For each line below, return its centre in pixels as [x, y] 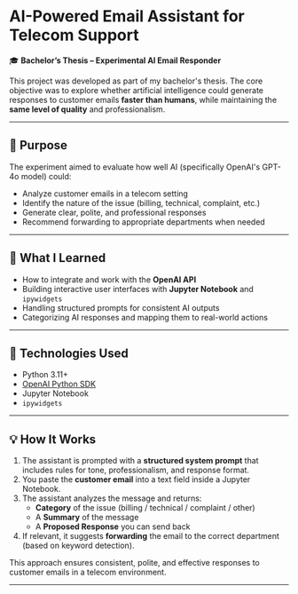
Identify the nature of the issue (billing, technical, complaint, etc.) [141, 202]
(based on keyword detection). [78, 546]
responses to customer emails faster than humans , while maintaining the [143, 99]
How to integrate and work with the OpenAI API [109, 279]
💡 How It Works [53, 439]
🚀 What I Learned [58, 258]
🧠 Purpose [39, 145]
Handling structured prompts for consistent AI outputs [121, 307]
